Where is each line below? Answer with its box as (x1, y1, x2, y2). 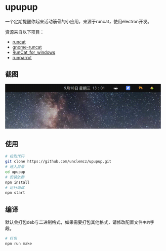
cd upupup (5, 169, 26, 174)
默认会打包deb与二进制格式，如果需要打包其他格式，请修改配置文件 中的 (5, 219, 151, 225)
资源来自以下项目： (5, 29, 44, 35)
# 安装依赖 (5, 174, 25, 179)
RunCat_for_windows (12, 49, 55, 55)
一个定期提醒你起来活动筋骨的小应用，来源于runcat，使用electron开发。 (5, 18, 152, 24)
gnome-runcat (12, 44, 42, 50)
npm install (5, 180, 30, 185)
